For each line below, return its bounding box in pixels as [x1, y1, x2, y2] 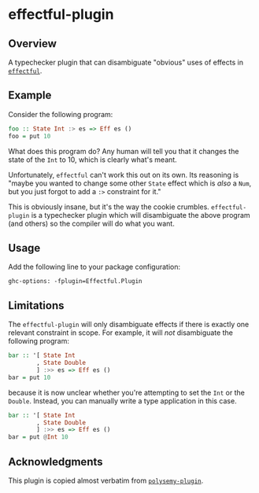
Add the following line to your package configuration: [8, 262, 181, 272]
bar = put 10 [8, 373, 51, 381]
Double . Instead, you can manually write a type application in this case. [8, 396, 238, 406]
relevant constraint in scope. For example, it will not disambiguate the [8, 328, 234, 337]
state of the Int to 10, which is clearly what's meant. [8, 155, 177, 164]
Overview [8, 37, 57, 50]
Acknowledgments [8, 454, 104, 469]
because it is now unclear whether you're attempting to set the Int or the [8, 388, 246, 397]
